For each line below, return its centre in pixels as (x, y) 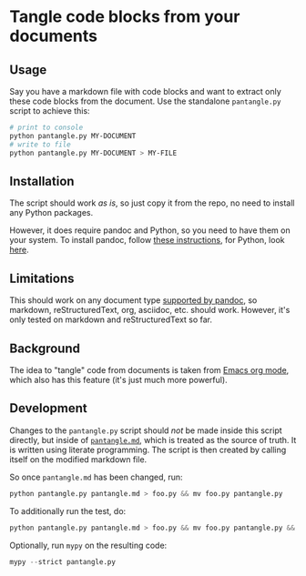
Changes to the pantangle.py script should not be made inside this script (146, 430)
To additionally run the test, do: (68, 510)
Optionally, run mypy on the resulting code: (88, 545)
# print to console (46, 127)
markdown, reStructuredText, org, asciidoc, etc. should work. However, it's (150, 310)
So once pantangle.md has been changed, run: (97, 477)
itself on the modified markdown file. (78, 459)
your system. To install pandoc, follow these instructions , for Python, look (147, 240)
